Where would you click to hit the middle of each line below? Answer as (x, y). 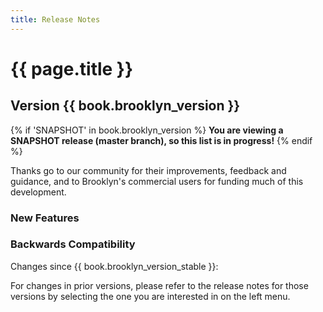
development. (38, 192)
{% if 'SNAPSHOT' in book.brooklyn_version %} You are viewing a (147, 130)
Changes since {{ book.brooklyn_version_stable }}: (114, 266)
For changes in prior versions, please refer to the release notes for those (159, 285)
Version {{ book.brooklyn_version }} (125, 106)
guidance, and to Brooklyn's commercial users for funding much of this (157, 181)
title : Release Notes (55, 19)
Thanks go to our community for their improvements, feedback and (148, 170)
